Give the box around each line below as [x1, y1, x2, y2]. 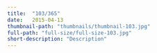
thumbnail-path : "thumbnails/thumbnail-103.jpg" [7, 23, 151, 30]
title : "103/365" [7, 10, 60, 17]
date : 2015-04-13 [7, 17, 64, 23]
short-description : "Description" [7, 36, 108, 43]
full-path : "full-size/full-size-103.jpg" [7, 29, 132, 36]
